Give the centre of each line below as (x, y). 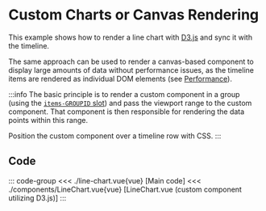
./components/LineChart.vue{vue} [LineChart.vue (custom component (125, 189)
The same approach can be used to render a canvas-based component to (131, 61)
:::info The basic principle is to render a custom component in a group (124, 94)
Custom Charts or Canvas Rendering (134, 15)
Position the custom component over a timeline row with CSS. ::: (115, 136)
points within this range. (48, 120)
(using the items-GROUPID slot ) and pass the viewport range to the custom (130, 103)
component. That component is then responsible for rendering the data (127, 112)
